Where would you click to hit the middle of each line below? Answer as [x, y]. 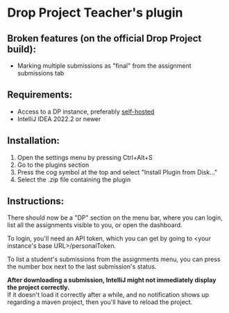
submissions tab [41, 73]
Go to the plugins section [53, 165]
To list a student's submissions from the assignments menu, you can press [114, 259]
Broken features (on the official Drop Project [104, 38]
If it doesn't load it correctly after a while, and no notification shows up [108, 295]
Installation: [34, 141]
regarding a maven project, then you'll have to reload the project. [100, 302]
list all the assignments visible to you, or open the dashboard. [95, 225]
